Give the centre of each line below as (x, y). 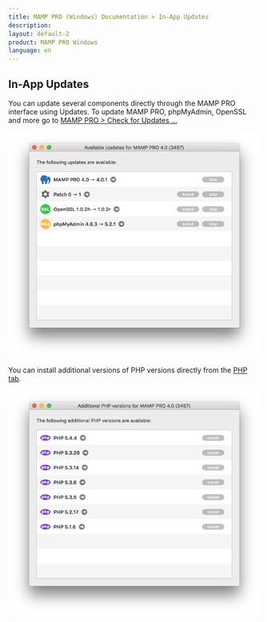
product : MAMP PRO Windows (53, 42)
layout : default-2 (39, 34)
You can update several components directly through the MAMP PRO (122, 103)
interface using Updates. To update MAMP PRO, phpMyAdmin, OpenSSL (128, 111)
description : (30, 25)
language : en (30, 51)
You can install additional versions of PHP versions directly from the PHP (128, 370)
